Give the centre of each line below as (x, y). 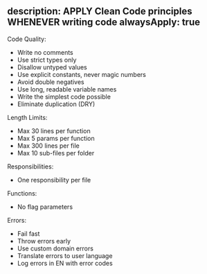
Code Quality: (27, 39)
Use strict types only (47, 60)
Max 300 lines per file (48, 146)
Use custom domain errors (55, 248)
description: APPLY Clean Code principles (100, 11)
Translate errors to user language (65, 255)
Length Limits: (27, 117)
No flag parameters (45, 207)
